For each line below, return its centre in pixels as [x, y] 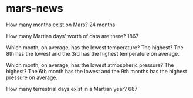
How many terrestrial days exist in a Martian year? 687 [72, 89]
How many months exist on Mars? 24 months [61, 25]
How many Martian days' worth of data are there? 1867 [72, 36]
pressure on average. [32, 77]
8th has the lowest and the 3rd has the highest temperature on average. [93, 53]
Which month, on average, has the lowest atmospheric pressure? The [90, 65]
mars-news [35, 9]
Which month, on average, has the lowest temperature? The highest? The [95, 47]
